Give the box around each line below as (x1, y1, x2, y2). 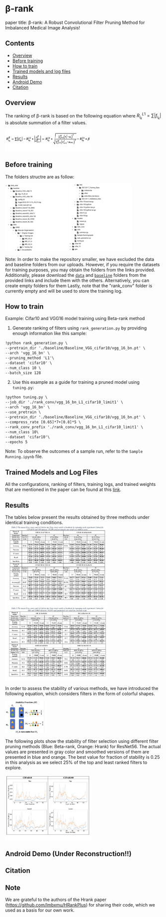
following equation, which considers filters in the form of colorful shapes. (5, 690, 155, 696)
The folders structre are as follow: (5, 174, 75, 180)
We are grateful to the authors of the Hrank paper (5, 897, 107, 903)
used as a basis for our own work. (5, 907, 75, 914)
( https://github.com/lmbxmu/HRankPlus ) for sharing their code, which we (5, 902, 155, 908)
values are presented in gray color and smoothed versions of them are (5, 749, 150, 755)
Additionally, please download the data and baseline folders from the (5, 272, 147, 278)
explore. (5, 765, 22, 771)
